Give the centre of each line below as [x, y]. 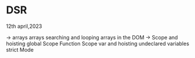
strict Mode [20, 49]
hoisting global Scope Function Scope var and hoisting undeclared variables [98, 43]
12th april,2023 [24, 26]
